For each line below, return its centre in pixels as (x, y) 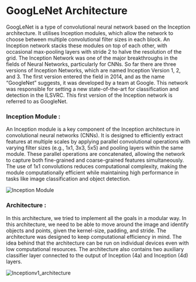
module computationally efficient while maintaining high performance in (93, 173)
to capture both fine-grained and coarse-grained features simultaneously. (95, 160)
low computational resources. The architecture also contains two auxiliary (95, 249)
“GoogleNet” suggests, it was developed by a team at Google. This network (97, 82)
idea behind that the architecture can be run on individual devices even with (97, 243)
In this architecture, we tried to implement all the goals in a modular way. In (96, 218)
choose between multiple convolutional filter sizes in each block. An (88, 39)
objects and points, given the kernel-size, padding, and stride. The (86, 230)
